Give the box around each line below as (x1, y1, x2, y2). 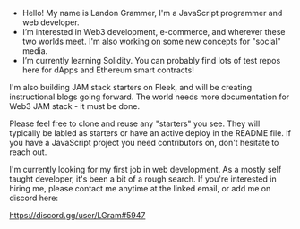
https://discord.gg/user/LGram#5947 (9, 210, 146, 220)
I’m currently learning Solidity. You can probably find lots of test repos (21, 55, 281, 65)
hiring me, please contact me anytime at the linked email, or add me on (9, 183, 271, 193)
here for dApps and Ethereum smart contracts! (21, 64, 194, 75)
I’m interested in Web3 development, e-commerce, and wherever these (21, 27, 286, 37)
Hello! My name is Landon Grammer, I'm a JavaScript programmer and (21, 8, 283, 18)
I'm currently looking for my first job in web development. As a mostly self (9, 165, 282, 174)
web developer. (21, 17, 80, 28)
